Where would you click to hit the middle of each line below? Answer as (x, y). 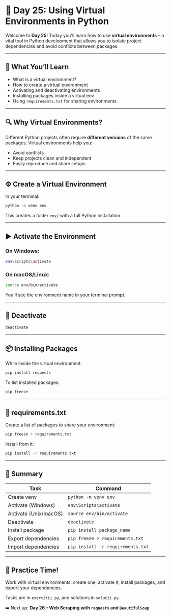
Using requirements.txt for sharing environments (65, 101)
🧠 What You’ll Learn (37, 67)
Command (108, 488)
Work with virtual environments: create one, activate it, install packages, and (85, 582)
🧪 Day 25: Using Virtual (55, 10)
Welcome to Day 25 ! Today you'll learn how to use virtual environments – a (85, 35)
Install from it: (20, 444)
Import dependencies (34, 547)
